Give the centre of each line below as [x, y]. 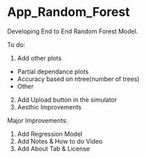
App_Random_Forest [69, 12]
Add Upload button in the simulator [67, 99]
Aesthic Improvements [49, 107]
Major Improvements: [37, 120]
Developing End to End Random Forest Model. [73, 31]
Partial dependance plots [53, 71]
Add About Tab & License [53, 148]
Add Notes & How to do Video [60, 141]
